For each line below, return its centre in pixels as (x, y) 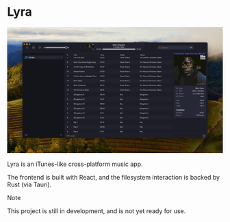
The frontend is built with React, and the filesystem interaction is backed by (114, 177)
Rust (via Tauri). (29, 184)
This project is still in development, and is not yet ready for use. (97, 211)
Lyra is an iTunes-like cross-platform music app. (75, 164)
